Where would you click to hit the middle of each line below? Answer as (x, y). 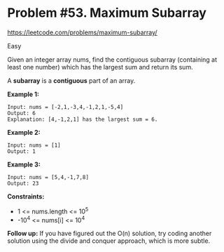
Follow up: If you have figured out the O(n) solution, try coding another (110, 234)
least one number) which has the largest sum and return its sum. (100, 67)
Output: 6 (22, 113)
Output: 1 (22, 151)
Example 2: (24, 132)
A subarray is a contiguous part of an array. (71, 80)
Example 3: (24, 164)
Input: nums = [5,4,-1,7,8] (48, 177)
